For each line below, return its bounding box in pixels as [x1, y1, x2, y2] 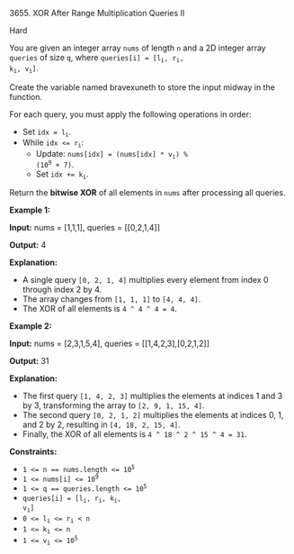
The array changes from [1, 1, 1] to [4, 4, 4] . [22, 294, 201, 304]
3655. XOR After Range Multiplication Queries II [9, 8, 185, 18]
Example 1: [9, 204, 51, 215]
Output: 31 [9, 356, 49, 367]
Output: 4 [9, 240, 47, 250]
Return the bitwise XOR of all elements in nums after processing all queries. [9, 187, 286, 198]
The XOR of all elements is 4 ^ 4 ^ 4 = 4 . [22, 304, 178, 314]
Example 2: [9, 321, 52, 331]
